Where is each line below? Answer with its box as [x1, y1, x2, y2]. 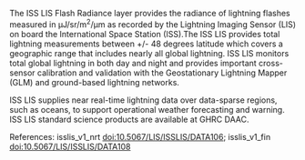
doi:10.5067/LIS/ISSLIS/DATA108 [9, 141, 131, 152]
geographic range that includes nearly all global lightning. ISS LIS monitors [9, 47, 290, 58]
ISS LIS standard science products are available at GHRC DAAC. [9, 114, 249, 125]
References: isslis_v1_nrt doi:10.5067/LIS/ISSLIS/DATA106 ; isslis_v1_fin [9, 131, 271, 142]
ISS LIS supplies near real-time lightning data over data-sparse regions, [9, 95, 278, 105]
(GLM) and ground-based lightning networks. [9, 76, 180, 87]
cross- [258, 57, 284, 68]
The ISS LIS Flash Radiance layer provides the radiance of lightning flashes [9, 8, 290, 18]
